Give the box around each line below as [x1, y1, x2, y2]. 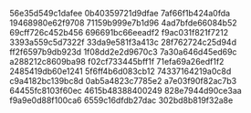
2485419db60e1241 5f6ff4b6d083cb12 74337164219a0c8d [9, 66, 232, 77]
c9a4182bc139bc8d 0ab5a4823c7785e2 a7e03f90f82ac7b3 [9, 76, 237, 86]
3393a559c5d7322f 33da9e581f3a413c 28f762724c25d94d [9, 36, 237, 47]
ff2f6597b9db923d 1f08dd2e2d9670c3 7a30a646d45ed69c [9, 46, 237, 57]
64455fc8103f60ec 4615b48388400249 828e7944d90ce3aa [9, 86, 242, 96]
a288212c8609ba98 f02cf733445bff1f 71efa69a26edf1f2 [9, 56, 225, 67]
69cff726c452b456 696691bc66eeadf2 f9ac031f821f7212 [9, 27, 229, 37]
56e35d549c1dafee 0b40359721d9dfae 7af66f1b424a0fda [9, 8, 231, 18]
